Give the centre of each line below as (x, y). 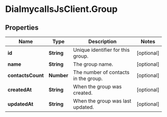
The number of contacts (101, 72)
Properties (22, 28)
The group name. (93, 64)
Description (102, 42)
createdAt (20, 90)
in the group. (88, 78)
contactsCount (26, 75)
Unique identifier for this (101, 50)
